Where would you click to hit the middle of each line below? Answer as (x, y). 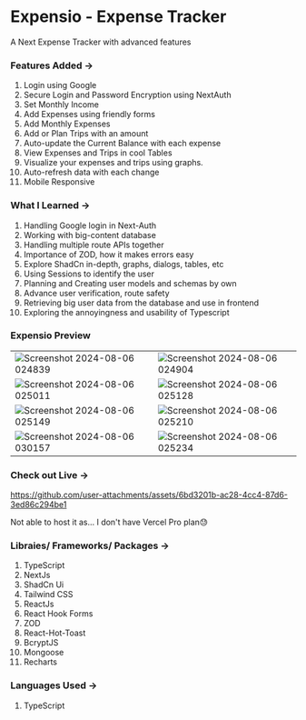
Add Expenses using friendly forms (89, 115)
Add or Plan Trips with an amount (86, 134)
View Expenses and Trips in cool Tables (98, 153)
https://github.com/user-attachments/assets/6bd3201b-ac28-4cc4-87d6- (149, 495)
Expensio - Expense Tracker (118, 17)
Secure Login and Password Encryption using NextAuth (127, 95)
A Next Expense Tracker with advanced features (101, 42)
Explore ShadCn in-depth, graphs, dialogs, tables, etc (123, 264)
